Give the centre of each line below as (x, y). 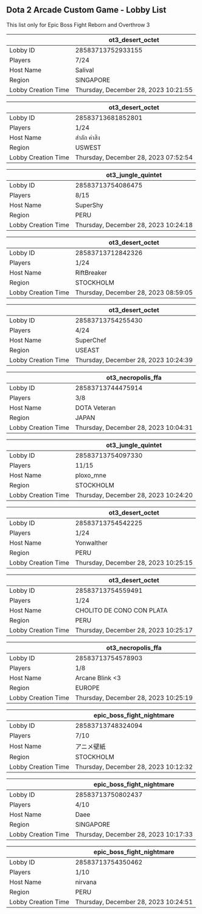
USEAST (87, 350)
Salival (85, 70)
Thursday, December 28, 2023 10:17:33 (134, 834)
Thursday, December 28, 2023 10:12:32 (134, 767)
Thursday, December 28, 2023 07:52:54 (134, 157)
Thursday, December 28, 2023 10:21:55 (134, 90)
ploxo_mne (91, 475)
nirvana (86, 882)
